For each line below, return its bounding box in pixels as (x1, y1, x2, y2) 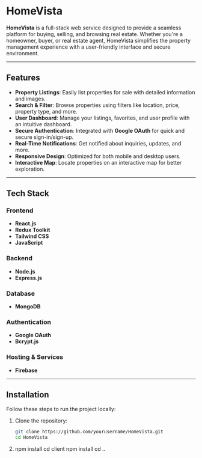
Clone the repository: (14, 417, 68, 424)
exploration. (14, 165, 45, 173)
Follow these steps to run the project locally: (6, 406, 116, 413)
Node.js (14, 267, 35, 275)
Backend (6, 254, 33, 263)
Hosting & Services (6, 353, 64, 361)
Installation (6, 389, 49, 400)
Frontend (6, 206, 34, 215)
